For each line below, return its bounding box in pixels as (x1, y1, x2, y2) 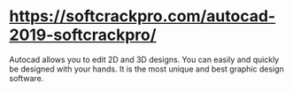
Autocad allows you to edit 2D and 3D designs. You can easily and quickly (9, 54, 280, 64)
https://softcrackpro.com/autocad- (9, 6, 276, 27)
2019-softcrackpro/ (9, 25, 157, 45)
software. (9, 72, 44, 83)
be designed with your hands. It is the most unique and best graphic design (9, 64, 285, 74)
